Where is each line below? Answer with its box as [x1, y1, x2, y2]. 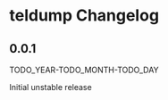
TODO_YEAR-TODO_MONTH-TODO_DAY [9, 64, 159, 75]
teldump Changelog [9, 5, 159, 26]
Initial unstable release [9, 82, 92, 92]
